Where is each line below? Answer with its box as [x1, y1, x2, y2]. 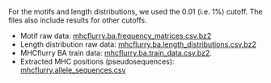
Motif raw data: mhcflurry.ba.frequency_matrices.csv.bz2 [19, 31, 212, 40]
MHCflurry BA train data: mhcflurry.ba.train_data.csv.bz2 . [19, 48, 213, 57]
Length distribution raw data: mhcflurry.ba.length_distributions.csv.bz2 [19, 39, 256, 49]
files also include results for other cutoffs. [8, 15, 147, 25]
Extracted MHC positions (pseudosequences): [19, 56, 175, 66]
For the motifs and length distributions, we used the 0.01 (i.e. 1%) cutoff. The [8, 7, 263, 16]
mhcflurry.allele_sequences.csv [19, 65, 126, 75]
